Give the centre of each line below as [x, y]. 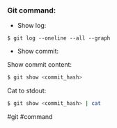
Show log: [32, 26]
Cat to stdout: [27, 91]
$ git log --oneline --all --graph [59, 38]
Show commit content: [39, 65]
